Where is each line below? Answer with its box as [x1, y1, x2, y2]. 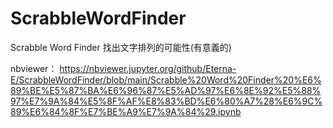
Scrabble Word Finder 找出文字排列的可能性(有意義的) [10, 41, 232, 53]
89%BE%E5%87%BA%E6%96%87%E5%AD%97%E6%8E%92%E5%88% [10, 84, 322, 96]
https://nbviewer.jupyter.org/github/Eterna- [59, 62, 237, 74]
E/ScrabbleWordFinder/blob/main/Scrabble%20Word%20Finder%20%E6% [10, 73, 322, 86]
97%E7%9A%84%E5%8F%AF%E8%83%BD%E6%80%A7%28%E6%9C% [10, 95, 323, 107]
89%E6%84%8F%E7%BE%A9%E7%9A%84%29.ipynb [10, 105, 242, 117]
